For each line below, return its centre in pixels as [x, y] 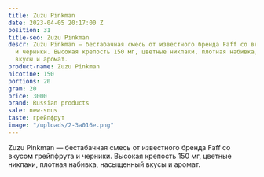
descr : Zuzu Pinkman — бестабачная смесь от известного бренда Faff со [128, 45]
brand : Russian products [49, 103]
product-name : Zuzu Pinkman [54, 67]
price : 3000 [27, 96]
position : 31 [29, 30]
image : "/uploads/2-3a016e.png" [61, 125]
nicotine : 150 [31, 74]
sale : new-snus [33, 111]
